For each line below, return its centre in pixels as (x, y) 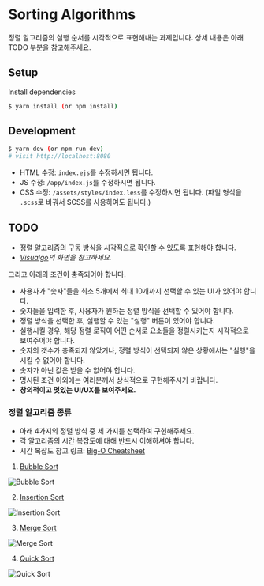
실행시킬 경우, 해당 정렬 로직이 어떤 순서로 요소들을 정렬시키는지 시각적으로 (134, 331)
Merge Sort (38, 528)
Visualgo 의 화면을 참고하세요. (65, 257)
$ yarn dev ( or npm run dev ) (56, 149)
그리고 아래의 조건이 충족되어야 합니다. (67, 274)
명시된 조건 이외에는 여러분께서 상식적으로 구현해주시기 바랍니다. (119, 380)
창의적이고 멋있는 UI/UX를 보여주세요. (78, 390)
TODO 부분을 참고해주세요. (50, 47)
